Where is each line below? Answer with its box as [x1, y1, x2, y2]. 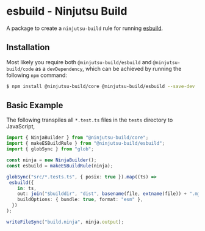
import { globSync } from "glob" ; [6, 146, 95, 152]
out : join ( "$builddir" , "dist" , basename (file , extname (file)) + [17, 191, 187, 197]
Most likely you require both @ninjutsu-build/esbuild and [6, 58, 152, 65]
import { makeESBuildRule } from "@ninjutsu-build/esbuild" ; [6, 141, 165, 147]
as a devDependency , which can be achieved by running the [35, 65, 182, 72]
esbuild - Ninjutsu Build [6, 4, 128, 18]
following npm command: [6, 71, 67, 79]
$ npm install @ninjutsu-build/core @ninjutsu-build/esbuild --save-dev [6, 83, 195, 89]
